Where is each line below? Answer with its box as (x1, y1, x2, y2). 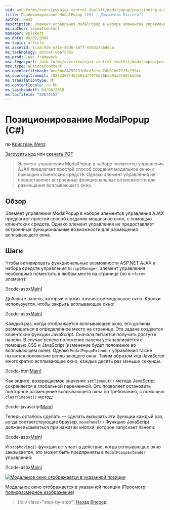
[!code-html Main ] (5, 367, 42, 374)
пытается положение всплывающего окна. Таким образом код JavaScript (5, 352, 165, 359)
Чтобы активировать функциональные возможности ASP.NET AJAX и (5, 260, 156, 266)
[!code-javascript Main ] (5, 403, 53, 409)
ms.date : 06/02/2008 (5, 36, 49, 41)
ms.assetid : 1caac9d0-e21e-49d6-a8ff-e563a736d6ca (5, 45, 114, 50)
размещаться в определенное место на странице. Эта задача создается (5, 326, 163, 332)
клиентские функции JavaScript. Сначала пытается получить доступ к (5, 331, 157, 337)
